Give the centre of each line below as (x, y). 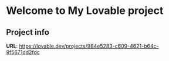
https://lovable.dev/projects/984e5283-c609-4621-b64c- (89, 46)
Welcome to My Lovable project (85, 11)
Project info (28, 32)
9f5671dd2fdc (23, 52)
